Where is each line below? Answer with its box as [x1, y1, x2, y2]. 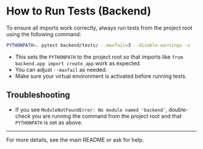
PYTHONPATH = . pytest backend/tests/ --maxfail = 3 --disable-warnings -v [6, 42, 190, 48]
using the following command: [6, 30, 82, 37]
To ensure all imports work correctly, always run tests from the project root [6, 24, 193, 31]
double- [168, 106, 188, 113]
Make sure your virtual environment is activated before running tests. [14, 72, 187, 80]
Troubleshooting [6, 90, 71, 100]
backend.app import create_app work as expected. [14, 59, 141, 67]
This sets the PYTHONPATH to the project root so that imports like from [14, 53, 183, 60]
